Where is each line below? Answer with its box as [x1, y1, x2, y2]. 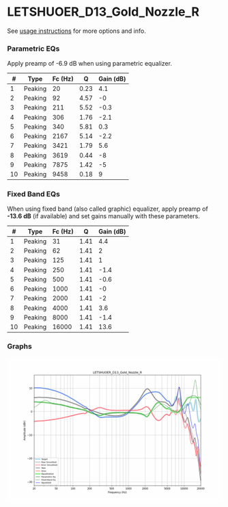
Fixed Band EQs [7, 189, 60, 198]
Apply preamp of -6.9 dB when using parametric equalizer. [7, 60, 173, 68]
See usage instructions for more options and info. [7, 27, 147, 35]
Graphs [7, 341, 32, 351]
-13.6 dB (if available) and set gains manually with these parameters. [7, 212, 200, 220]
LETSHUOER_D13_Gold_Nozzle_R [7, 4, 200, 20]
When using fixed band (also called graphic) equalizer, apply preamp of [7, 205, 208, 213]
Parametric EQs [7, 44, 60, 53]
